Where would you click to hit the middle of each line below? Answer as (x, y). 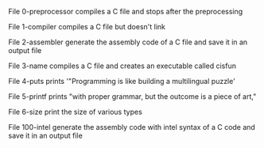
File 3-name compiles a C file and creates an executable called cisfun (122, 66)
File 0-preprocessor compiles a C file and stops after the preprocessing (126, 11)
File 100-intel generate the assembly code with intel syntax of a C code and (132, 127)
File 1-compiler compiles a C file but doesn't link (87, 27)
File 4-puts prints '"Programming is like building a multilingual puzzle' (122, 81)
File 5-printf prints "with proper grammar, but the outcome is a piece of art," (132, 97)
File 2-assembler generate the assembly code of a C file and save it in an (128, 42)
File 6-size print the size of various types (76, 112)
